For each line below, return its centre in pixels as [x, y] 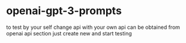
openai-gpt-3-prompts [64, 11]
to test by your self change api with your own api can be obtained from [93, 27]
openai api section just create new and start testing [69, 33]
